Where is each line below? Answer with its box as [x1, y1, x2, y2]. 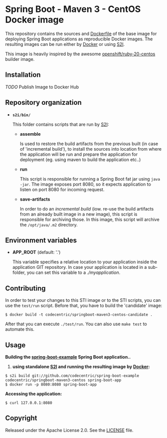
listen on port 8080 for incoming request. [19, 186, 105, 193]
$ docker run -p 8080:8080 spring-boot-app [5, 382, 97, 387]
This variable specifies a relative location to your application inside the [12, 259, 157, 265]
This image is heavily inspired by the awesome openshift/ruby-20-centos [5, 51, 156, 57]
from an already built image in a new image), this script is [19, 211, 138, 217]
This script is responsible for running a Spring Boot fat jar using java [19, 176, 161, 182]
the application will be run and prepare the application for [19, 151, 138, 157]
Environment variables [5, 236, 77, 244]
